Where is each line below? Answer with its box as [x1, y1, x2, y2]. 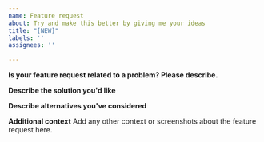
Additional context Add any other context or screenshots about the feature [8, 116, 257, 126]
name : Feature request [8, 11, 84, 20]
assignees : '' [8, 41, 56, 49]
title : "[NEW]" [8, 26, 59, 34]
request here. [8, 125, 53, 135]
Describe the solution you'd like [8, 85, 116, 96]
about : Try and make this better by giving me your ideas [8, 19, 206, 27]
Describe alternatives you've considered [8, 101, 147, 111]
